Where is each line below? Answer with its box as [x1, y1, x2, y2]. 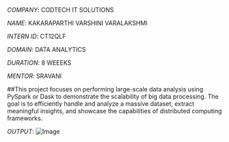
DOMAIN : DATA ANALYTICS [7, 46, 87, 53]
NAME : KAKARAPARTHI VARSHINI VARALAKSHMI [7, 19, 148, 27]
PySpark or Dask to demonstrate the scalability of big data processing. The [7, 92, 219, 100]
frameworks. [7, 114, 43, 122]
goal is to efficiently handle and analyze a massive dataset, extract [7, 100, 195, 108]
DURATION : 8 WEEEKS [7, 59, 72, 67]
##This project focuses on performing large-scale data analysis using [7, 85, 204, 93]
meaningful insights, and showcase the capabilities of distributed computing [7, 107, 222, 115]
